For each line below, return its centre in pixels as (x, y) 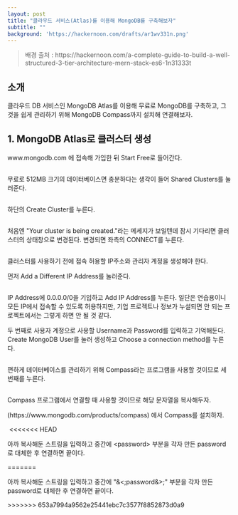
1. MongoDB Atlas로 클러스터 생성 (79, 139)
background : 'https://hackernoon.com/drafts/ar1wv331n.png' (98, 34)
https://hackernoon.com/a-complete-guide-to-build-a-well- (143, 55)
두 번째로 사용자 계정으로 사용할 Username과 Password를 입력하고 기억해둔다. (117, 330)
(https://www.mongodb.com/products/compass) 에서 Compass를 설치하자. (116, 415)
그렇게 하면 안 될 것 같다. (77, 315)
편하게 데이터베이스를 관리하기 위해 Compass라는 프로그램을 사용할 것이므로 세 (117, 369)
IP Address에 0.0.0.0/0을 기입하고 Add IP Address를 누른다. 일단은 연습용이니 (117, 297)
